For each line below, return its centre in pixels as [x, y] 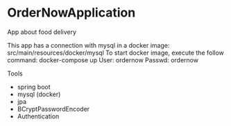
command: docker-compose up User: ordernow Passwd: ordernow [103, 60]
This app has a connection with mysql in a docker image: [88, 45]
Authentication [38, 116]
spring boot [34, 87]
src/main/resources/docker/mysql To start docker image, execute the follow [115, 53]
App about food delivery [42, 32]
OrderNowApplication [71, 13]
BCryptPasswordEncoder [53, 109]
